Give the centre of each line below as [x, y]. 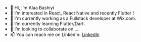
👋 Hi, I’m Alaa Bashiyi [32, 8]
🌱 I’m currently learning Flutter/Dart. [47, 23]
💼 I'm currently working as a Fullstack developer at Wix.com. [73, 18]
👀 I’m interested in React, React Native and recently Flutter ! [72, 13]
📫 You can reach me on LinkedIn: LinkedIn [55, 34]
